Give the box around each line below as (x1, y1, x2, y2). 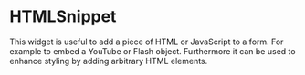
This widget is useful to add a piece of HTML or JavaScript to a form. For (9, 36, 284, 47)
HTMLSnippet (9, 6, 117, 27)
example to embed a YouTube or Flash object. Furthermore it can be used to (9, 45, 296, 56)
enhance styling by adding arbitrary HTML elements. (9, 55, 208, 66)
